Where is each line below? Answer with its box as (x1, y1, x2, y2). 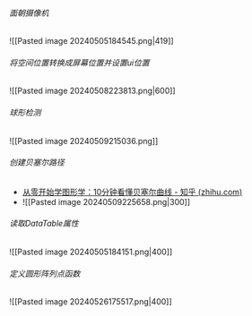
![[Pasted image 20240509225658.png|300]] (22, 196, 191, 207)
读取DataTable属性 (9, 218, 79, 229)
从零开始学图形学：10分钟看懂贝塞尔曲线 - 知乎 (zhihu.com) (22, 186, 243, 197)
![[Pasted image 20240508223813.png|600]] (9, 85, 177, 97)
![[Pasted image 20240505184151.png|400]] (9, 246, 173, 258)
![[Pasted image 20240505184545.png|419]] (9, 36, 174, 47)
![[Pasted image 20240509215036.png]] (9, 135, 159, 146)
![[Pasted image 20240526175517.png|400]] (9, 296, 172, 307)
